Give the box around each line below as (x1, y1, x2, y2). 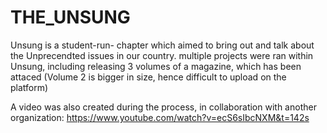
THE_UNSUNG (10, 6, 131, 29)
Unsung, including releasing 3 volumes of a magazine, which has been (10, 60, 302, 72)
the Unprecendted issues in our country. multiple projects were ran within (10, 49, 314, 61)
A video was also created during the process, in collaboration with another (10, 101, 317, 113)
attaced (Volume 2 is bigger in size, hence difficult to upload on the (10, 71, 287, 83)
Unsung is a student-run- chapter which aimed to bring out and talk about (10, 39, 315, 51)
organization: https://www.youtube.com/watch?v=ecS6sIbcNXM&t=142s (10, 111, 310, 123)
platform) (10, 81, 49, 93)
